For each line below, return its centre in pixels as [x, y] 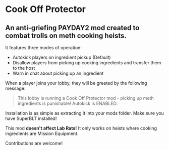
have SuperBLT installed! [31, 118]
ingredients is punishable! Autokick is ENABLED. [68, 103]
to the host [24, 68]
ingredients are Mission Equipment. [42, 133]
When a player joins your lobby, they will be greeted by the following [76, 83]
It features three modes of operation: [44, 48]
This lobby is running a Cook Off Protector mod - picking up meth [86, 98]
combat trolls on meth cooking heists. [66, 35]
